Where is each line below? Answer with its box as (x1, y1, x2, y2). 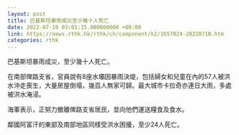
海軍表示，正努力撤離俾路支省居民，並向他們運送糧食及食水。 (7, 105, 188, 114)
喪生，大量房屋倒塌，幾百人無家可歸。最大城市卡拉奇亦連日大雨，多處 (26, 81, 232, 90)
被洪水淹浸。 (7, 90, 45, 99)
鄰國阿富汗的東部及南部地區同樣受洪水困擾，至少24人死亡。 (7, 120, 184, 129)
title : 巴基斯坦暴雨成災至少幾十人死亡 (7, 17, 110, 24)
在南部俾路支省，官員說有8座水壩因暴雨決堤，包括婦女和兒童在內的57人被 (7, 72, 224, 81)
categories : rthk (7, 37, 59, 44)
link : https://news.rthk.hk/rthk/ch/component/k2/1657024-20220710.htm (7, 30, 224, 38)
